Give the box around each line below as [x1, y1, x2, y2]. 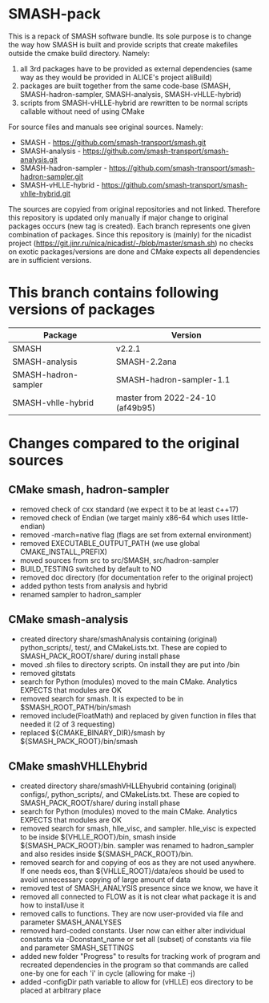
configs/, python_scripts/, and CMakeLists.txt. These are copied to [19, 789, 240, 799]
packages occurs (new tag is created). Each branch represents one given [8, 221, 251, 231]
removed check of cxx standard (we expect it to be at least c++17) [19, 504, 239, 514]
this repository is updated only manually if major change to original [8, 212, 229, 222]
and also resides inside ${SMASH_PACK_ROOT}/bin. [19, 849, 194, 859]
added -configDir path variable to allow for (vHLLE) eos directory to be [19, 977, 254, 986]
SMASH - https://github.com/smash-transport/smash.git [19, 137, 207, 147]
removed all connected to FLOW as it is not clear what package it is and [19, 892, 257, 901]
